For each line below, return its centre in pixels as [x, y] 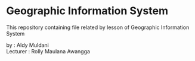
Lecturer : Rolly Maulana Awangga [48, 51]
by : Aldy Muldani [27, 45]
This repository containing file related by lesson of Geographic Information [98, 27]
